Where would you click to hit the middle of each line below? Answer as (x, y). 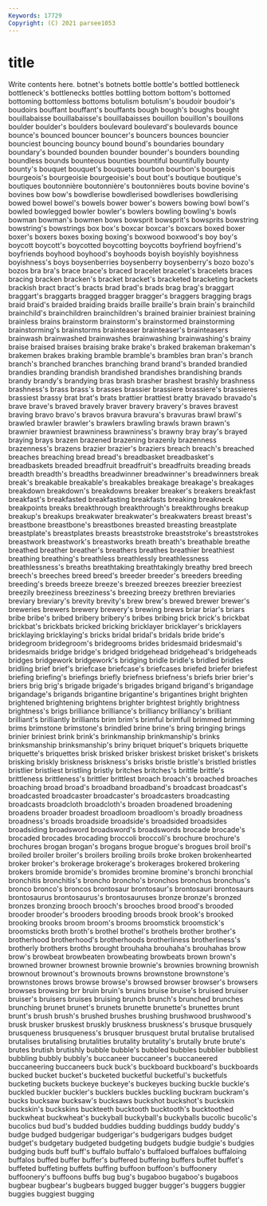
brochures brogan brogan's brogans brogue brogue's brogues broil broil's (130, 847)
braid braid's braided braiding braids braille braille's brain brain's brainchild (132, 304)
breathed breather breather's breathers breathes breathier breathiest (122, 550)
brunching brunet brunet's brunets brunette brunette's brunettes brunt (124, 1008)
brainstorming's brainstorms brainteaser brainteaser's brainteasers (118, 330)
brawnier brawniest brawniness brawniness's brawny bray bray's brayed (128, 432)
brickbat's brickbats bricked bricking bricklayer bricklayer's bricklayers (125, 627)
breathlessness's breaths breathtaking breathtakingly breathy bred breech (130, 568)
